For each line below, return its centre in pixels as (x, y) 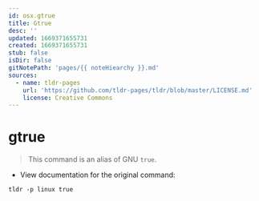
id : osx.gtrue (32, 16)
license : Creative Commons (68, 98)
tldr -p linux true (41, 190)
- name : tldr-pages (48, 82)
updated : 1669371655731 (48, 38)
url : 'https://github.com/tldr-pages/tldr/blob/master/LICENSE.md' (138, 90)
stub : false (28, 53)
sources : (23, 75)
